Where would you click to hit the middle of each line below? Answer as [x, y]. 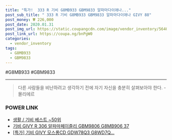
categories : [18, 39]
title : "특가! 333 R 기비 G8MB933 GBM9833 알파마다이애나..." [68, 10]
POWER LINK [22, 108]
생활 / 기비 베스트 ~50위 [37, 119]
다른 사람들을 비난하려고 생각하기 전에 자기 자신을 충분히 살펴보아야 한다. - [92, 88]
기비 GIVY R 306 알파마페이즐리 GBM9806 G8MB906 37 [71, 126]
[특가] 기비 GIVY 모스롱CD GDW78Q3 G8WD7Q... [63, 132]
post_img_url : [20, 29]
